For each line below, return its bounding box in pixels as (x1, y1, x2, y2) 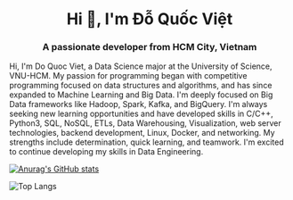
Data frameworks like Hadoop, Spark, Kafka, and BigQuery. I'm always (9, 99, 268, 110)
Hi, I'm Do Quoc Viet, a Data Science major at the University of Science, (9, 61, 273, 71)
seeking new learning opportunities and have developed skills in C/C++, (9, 108, 273, 120)
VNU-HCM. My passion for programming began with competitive (9, 71, 248, 81)
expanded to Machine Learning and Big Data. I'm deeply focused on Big (9, 89, 273, 100)
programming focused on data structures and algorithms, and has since (9, 80, 273, 91)
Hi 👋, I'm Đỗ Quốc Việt (66, 9, 233, 29)
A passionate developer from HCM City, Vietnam (42, 41, 257, 54)
